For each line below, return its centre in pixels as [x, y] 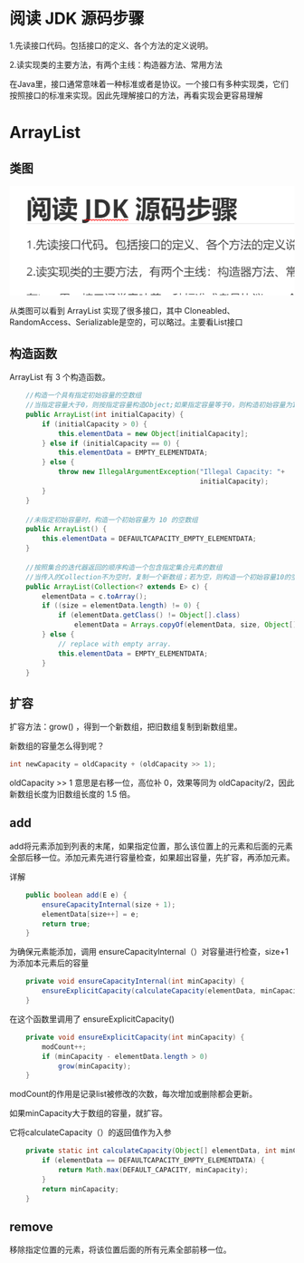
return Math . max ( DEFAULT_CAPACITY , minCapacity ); [153, 1171]
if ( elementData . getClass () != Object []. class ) [149, 616]
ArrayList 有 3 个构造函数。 [60, 377]
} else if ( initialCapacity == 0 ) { [111, 443]
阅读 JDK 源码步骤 [77, 19]
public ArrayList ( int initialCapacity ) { [104, 414]
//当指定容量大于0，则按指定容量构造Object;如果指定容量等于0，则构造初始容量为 [159, 405]
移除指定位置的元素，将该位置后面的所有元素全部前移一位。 [120, 1250]
